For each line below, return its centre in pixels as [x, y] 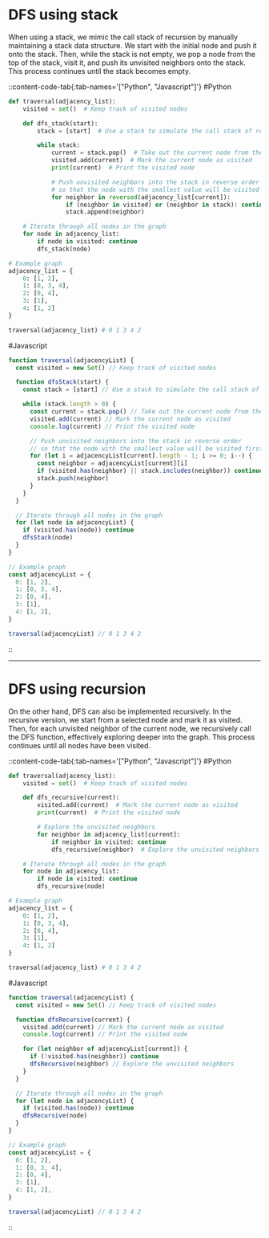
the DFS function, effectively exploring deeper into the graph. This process [132, 737]
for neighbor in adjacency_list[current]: [109, 834]
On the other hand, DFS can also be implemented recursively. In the [120, 711]
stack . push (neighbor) [73, 479]
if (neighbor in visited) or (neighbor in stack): [152, 205]
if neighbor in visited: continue [108, 842]
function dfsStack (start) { [62, 382]
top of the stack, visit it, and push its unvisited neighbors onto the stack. [127, 63]
